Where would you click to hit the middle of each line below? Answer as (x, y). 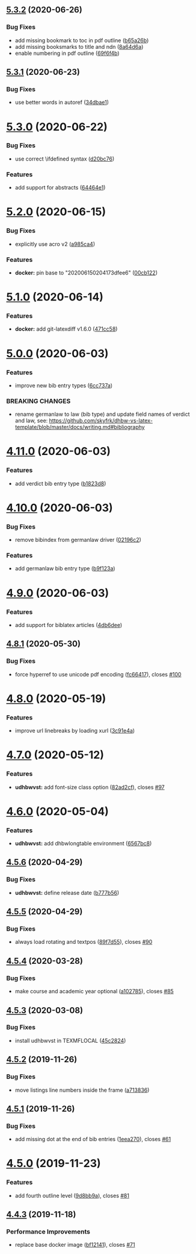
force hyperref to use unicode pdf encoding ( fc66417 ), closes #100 (98, 674)
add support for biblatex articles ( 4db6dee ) (69, 625)
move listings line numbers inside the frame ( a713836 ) (82, 1090)
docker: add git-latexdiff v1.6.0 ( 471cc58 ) (66, 329)
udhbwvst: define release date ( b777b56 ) (67, 893)
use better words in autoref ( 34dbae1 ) (62, 103)
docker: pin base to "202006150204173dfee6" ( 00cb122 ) (86, 272)
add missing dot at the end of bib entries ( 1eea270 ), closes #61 (93, 1139)
